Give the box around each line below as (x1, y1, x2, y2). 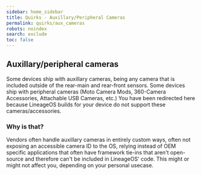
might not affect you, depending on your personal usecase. (6, 162, 154, 169)
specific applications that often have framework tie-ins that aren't (6, 149, 169, 156)
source (6, 155, 24, 163)
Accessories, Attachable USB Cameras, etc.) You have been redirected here (6, 94, 196, 101)
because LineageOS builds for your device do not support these (6, 101, 166, 108)
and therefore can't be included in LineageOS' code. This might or (25, 155, 190, 163)
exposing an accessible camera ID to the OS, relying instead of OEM (6, 142, 176, 150)
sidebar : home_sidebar (6, 8, 63, 15)
